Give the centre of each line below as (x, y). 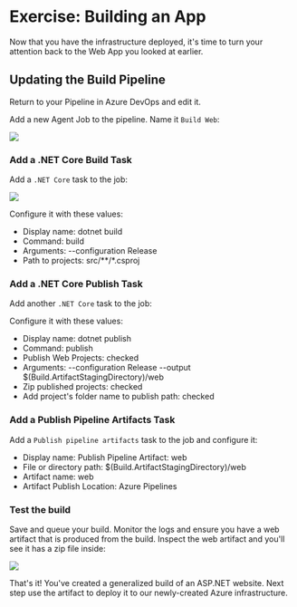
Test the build (40, 509)
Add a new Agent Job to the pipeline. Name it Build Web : (115, 119)
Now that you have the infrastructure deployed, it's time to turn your (136, 42)
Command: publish (57, 348)
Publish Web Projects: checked (80, 358)
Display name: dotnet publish (77, 339)
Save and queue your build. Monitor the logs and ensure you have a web (144, 529)
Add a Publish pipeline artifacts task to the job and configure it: (134, 439)
